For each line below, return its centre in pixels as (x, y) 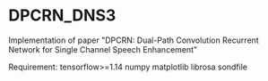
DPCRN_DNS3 (62, 16)
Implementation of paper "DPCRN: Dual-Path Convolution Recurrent (134, 40)
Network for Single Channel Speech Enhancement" (103, 49)
